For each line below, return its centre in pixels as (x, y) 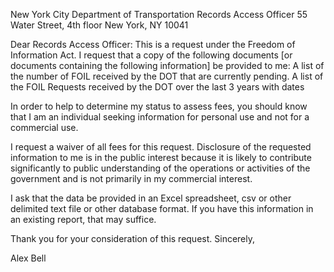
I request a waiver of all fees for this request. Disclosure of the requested (161, 147)
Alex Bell (28, 258)
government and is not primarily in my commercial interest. (131, 178)
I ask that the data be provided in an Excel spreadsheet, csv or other (151, 198)
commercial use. (44, 127)
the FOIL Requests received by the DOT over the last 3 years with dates (157, 87)
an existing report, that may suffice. (83, 219)
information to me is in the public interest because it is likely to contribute (161, 157)
